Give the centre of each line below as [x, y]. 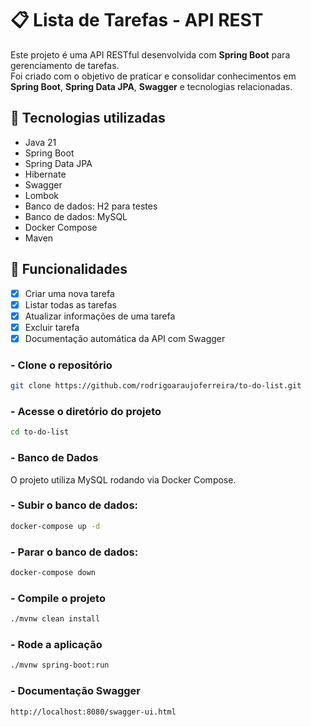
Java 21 [40, 142]
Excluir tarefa [52, 327]
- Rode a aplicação [56, 644]
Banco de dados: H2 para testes [91, 206]
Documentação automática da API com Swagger [125, 338]
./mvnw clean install [55, 619]
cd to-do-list [40, 432]
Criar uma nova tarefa [69, 293]
